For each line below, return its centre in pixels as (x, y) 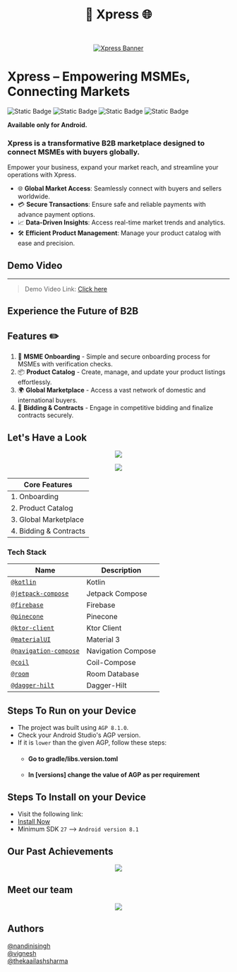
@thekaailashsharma (38, 961)
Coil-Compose (111, 663)
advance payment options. (56, 215)
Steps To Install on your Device (77, 797)
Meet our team (40, 890)
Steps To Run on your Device (72, 710)
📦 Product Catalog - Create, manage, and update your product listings (121, 372)
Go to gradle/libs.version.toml (73, 759)
